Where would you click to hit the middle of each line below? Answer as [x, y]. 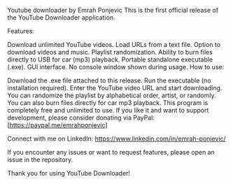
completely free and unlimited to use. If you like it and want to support [108, 110]
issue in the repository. [40, 160]
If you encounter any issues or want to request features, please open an [111, 152]
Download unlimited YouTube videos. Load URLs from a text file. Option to [114, 44]
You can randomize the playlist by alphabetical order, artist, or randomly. [112, 95]
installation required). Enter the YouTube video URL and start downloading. [115, 88]
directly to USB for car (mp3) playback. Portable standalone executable [110, 59]
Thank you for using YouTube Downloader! [69, 173]
